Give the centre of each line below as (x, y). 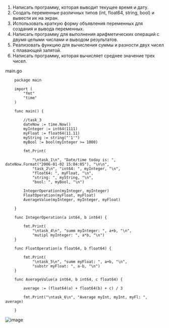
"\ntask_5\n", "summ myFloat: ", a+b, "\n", (80, 262)
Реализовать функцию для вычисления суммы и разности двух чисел (88, 45)
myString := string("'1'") (52, 138)
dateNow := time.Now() (47, 125)
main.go (14, 71)
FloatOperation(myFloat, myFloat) (60, 195)
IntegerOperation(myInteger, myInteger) (66, 191)
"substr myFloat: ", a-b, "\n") (66, 266)
